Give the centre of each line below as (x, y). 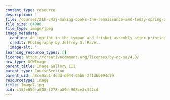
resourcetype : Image (27, 80)
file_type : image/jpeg (29, 29)
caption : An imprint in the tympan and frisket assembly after (78, 38)
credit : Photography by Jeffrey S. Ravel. (55, 43)
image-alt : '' (25, 47)
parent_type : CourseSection (35, 71)
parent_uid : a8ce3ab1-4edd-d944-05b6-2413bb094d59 (60, 76)
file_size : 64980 (24, 24)
